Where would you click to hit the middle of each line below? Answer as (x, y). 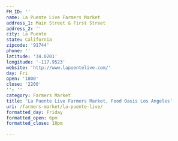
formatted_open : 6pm (32, 118)
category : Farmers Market (38, 95)
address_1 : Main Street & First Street (56, 23)
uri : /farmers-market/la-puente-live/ (55, 106)
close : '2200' (24, 85)
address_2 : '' (24, 28)
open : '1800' (22, 79)
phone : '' (19, 51)
